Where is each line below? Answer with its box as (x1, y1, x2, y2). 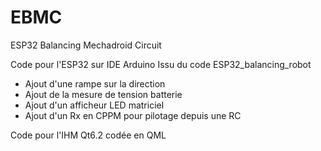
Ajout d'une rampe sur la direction (24, 77, 166, 90)
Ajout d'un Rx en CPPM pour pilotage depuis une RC (24, 109, 242, 121)
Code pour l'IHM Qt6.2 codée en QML (10, 129, 167, 141)
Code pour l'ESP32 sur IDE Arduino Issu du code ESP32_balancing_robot (10, 58, 312, 70)
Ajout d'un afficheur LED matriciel (24, 99, 165, 111)
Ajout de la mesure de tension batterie (24, 88, 183, 100)
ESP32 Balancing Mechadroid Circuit (10, 39, 162, 51)
